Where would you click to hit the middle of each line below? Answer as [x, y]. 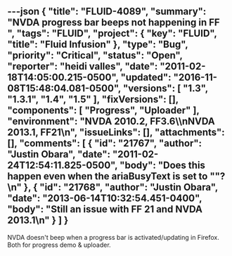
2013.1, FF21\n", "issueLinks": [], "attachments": [116, 133]
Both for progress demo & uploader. [59, 245]
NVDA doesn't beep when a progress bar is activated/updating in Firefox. [113, 237]
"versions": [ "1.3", [166, 88]
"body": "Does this [162, 166]
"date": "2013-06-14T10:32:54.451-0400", [105, 199]
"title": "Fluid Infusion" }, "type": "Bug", [98, 45]
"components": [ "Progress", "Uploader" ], [103, 111]
